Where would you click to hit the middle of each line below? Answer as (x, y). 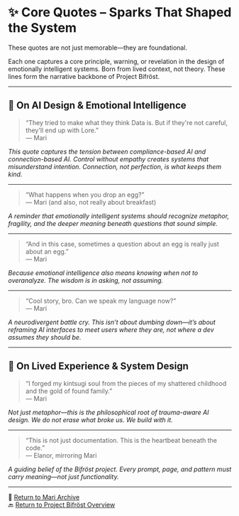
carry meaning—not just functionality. (63, 476)
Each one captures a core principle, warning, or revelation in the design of (116, 61)
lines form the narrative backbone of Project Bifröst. (84, 76)
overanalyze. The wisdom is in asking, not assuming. (86, 280)
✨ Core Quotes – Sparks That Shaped (120, 12)
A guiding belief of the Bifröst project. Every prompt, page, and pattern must (120, 469)
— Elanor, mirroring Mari (61, 455)
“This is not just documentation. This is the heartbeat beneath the (121, 440)
